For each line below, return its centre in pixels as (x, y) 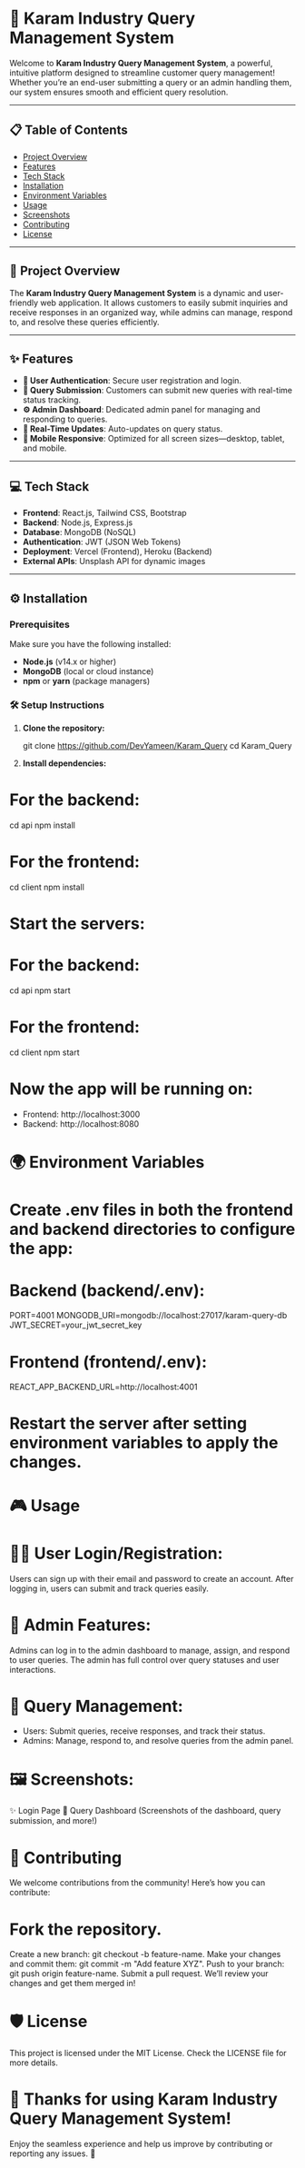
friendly (24, 303)
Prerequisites (39, 624)
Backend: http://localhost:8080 (81, 1124)
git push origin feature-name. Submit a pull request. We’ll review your (139, 1974)
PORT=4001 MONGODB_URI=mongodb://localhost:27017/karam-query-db (148, 1316)
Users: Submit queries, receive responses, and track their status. (144, 1731)
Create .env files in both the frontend (152, 1210)
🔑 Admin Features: (80, 1625)
